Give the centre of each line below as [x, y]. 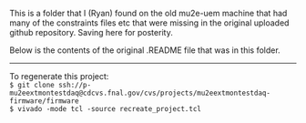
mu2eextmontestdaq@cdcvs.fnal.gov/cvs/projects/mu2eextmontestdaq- [140, 93]
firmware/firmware [44, 101]
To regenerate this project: [59, 76]
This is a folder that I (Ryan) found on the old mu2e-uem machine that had [148, 13]
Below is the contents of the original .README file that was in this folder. [145, 50]
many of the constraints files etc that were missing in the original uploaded [149, 23]
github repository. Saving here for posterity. [91, 32]
